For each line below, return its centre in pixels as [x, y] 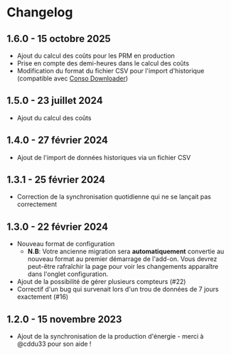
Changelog [40, 12]
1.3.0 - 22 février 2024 [57, 227]
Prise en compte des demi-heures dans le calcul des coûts [103, 63]
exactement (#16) [43, 297]
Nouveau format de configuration [66, 244]
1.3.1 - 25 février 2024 [56, 180]
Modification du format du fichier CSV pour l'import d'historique [111, 71]
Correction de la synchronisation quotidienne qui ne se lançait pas [114, 197]
